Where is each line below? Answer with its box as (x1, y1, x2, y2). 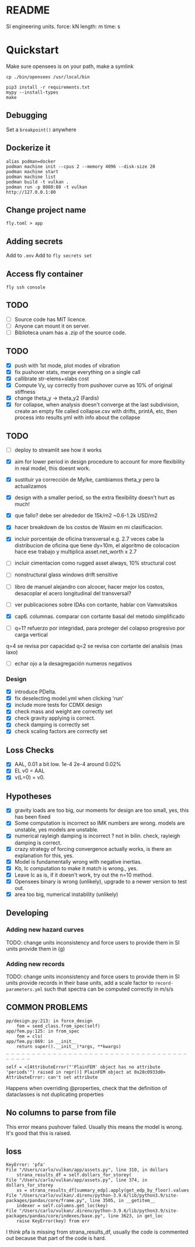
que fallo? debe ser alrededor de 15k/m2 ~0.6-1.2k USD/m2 (14, 512, 158, 519)
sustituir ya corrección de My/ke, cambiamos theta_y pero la (14, 476, 159, 483)
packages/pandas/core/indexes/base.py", (6, 1213, 106, 1219)
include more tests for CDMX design (14, 702, 102, 709)
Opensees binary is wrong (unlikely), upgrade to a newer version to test (14, 878, 187, 885)
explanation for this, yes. (14, 852, 74, 859)
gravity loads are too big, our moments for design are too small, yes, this (14, 807, 189, 814)
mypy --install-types (6, 89, 59, 95)
